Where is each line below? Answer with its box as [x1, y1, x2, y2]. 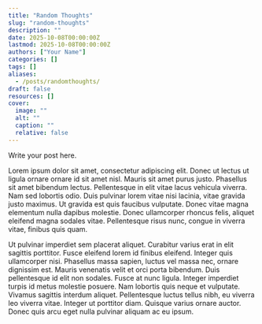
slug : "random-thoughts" [8, 19, 90, 27]
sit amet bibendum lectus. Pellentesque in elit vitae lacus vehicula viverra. [8, 182, 248, 192]
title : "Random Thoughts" [8, 11, 93, 20]
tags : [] [8, 63, 37, 71]
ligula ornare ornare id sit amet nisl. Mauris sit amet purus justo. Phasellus [8, 174, 248, 184]
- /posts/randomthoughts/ [15, 77, 101, 85]
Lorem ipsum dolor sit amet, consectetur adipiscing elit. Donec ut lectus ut [8, 166, 249, 175]
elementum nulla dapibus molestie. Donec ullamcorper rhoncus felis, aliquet [8, 207, 255, 217]
